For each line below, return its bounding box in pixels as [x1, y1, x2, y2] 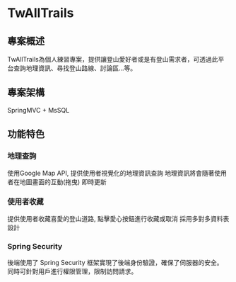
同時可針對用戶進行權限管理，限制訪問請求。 [7, 267, 138, 276]
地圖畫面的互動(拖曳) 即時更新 [19, 177, 107, 186]
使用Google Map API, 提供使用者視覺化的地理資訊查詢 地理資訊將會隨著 [7, 169, 215, 177]
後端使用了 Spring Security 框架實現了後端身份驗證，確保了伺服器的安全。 [7, 259, 223, 267]
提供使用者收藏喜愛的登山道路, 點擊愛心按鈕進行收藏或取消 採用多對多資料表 [7, 214, 230, 222]
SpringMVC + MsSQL [7, 106, 70, 114]
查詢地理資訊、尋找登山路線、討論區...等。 [13, 64, 137, 72]
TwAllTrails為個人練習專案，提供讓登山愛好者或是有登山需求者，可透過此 [7, 55, 218, 63]
